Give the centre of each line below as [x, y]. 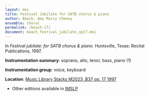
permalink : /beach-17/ [28, 28]
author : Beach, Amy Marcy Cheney [39, 18]
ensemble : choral [22, 23]
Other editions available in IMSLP [45, 88]
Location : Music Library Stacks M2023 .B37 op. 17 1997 [61, 79]
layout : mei [17, 9]
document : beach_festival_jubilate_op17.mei [51, 32]
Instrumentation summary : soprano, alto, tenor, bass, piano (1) [68, 60]
